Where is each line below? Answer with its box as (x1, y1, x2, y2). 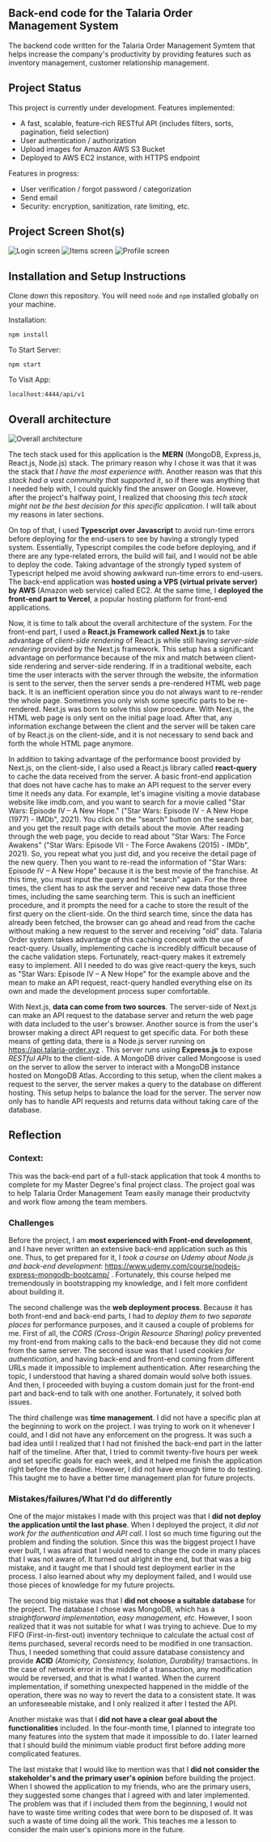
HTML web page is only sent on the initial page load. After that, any (8, 713, 233, 723)
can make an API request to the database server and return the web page (8, 1011, 253, 1020)
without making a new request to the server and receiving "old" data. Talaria (8, 926, 263, 936)
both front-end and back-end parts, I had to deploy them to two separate (8, 1312, 252, 1321)
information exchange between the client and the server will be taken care (8, 721, 256, 731)
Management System (8, 19, 119, 33)
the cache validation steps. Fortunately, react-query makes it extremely (8, 952, 247, 961)
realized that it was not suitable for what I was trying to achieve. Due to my (8, 1621, 257, 1632)
